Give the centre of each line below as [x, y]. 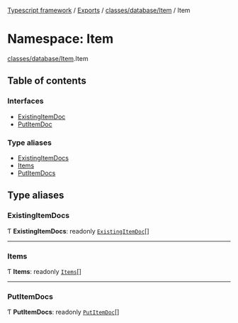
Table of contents [47, 81]
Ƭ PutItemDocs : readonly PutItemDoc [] [63, 312]
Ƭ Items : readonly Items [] [44, 271]
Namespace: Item [61, 39]
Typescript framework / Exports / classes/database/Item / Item [99, 10]
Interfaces [25, 101]
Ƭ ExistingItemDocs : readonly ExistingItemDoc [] [79, 231]
